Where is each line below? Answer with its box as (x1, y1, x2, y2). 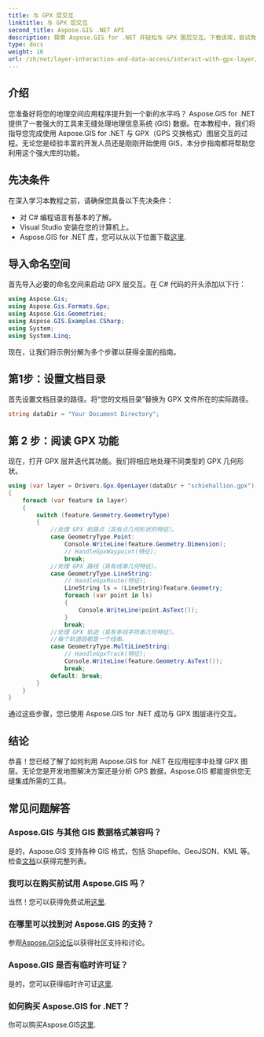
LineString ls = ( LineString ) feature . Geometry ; (64, 584, 223, 592)
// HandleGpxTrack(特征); (64, 650, 147, 658)
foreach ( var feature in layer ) (22, 496, 128, 504)
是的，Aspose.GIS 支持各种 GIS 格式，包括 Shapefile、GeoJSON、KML (8, 846, 239, 855)
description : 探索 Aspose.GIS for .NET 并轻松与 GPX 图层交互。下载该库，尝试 (8, 33, 251, 42)
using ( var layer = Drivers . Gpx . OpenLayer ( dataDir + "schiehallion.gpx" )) (8, 482, 258, 490)
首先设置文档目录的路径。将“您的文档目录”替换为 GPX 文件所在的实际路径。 (8, 395, 253, 404)
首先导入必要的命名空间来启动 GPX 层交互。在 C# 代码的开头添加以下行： (8, 280, 246, 289)
